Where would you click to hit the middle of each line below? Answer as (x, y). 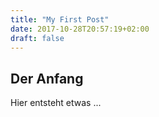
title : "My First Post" (60, 19)
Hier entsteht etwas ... (56, 103)
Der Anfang (47, 78)
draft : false (37, 38)
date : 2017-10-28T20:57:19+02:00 (80, 29)
